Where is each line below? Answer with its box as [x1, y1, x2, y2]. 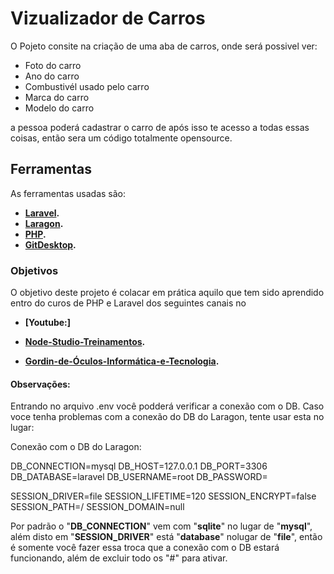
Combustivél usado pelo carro [24, 80, 150, 92]
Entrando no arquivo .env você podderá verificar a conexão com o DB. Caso [10, 400, 325, 412]
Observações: [10, 378, 71, 390]
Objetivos [10, 263, 59, 277]
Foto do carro [24, 59, 82, 71]
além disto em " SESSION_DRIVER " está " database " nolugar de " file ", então [10, 531, 323, 543]
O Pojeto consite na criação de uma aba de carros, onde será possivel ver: [10, 40, 318, 52]
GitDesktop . [24, 238, 77, 251]
